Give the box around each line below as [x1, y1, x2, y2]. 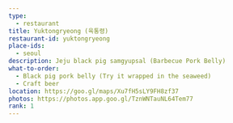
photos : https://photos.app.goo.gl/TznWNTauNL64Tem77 [8, 95, 194, 103]
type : [8, 11, 27, 20]
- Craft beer [15, 79, 60, 87]
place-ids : [8, 42, 45, 50]
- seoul [15, 49, 42, 57]
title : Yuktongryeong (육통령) [8, 27, 109, 35]
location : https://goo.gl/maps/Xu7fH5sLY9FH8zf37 [8, 87, 180, 95]
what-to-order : [8, 65, 60, 73]
